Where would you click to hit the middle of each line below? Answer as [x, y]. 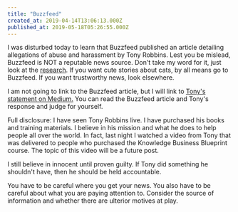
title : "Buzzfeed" [35, 14]
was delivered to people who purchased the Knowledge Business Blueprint [118, 143]
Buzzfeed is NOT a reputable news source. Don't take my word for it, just [115, 63]
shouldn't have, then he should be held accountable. [84, 172]
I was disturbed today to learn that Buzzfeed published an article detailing [116, 48]
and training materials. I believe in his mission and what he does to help [112, 128]
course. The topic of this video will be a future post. [83, 151]
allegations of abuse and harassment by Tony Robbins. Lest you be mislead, [119, 55]
